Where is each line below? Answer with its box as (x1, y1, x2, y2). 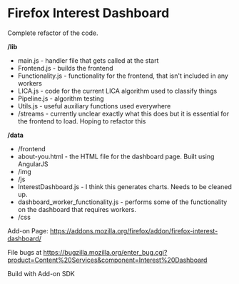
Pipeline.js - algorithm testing (17, 94, 105, 103)
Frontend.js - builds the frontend (17, 64, 113, 72)
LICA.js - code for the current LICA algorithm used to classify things (17, 86, 218, 95)
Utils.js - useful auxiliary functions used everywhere (17, 101, 171, 110)
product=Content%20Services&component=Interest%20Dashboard (7, 255, 208, 264)
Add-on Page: (7, 226, 49, 235)
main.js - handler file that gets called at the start (17, 56, 159, 65)
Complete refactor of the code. (7, 29, 98, 37)
